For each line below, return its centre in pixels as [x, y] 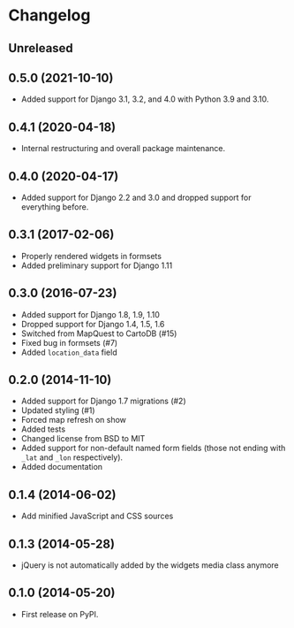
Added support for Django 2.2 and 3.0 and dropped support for [136, 198]
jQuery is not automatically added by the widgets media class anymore [150, 565]
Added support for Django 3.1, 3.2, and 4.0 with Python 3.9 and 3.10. [145, 99]
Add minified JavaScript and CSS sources [97, 516]
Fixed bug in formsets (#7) [69, 342]
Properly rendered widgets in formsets [91, 256]
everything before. [55, 207]
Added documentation [62, 467]
